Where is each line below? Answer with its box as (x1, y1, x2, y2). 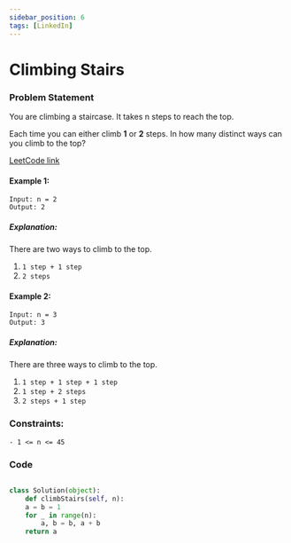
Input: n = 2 (9, 195, 57, 204)
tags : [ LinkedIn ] (9, 21, 73, 30)
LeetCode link (9, 154, 60, 165)
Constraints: (9, 418, 65, 430)
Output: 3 (9, 319, 46, 327)
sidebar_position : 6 (9, 12, 86, 22)
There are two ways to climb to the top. (9, 244, 152, 255)
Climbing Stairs (9, 59, 126, 80)
